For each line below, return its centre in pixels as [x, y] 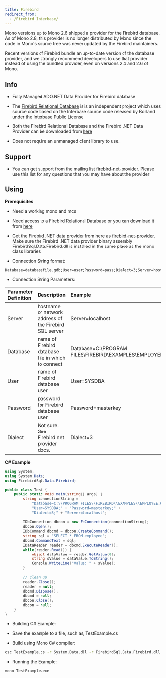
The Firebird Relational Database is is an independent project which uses [86, 106]
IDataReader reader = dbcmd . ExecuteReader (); [71, 545]
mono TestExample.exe [27, 671]
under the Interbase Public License [48, 117]
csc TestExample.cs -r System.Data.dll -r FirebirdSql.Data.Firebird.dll [83, 652]
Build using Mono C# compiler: [44, 643]
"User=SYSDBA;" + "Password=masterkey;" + [76, 508]
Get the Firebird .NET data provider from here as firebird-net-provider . [83, 236]
